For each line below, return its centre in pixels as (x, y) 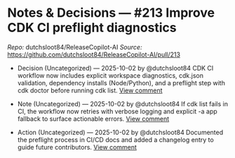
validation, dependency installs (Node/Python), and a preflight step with (121, 82)
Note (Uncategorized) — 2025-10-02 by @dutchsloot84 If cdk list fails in (122, 103)
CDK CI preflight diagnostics (92, 28)
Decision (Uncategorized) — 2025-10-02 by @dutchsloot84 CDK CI (115, 68)
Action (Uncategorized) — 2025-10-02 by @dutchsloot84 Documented (120, 132)
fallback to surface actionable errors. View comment (93, 118)
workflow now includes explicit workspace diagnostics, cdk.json (110, 76)
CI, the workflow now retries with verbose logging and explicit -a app (117, 111)
